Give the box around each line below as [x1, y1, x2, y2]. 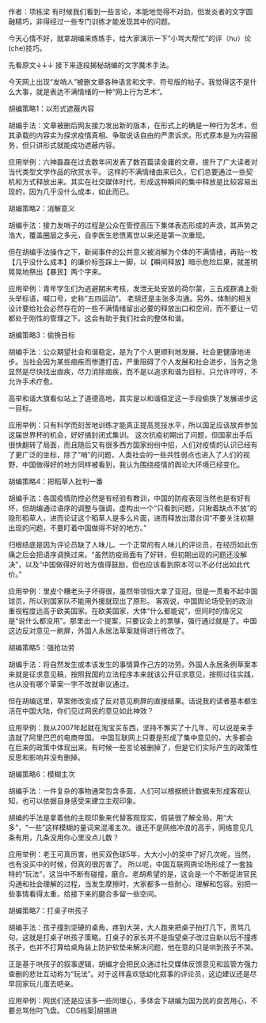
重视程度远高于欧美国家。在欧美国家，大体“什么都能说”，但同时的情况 [8, 606, 237, 616]
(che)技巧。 [8, 44, 47, 53]
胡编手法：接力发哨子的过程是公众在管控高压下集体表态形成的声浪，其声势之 [8, 221, 258, 229]
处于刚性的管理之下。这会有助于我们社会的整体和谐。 [14, 313, 188, 323]
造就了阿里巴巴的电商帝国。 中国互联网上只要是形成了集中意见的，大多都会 [8, 733, 253, 742]
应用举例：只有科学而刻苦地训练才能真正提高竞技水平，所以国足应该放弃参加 [8, 420, 258, 430]
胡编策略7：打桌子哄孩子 [8, 906, 89, 915]
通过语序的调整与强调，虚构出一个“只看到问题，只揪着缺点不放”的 [42, 503, 257, 513]
